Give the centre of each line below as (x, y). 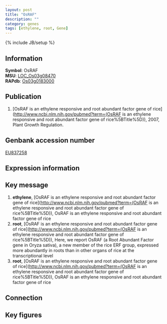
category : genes (22, 24)
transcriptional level (33, 255)
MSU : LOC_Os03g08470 (30, 75)
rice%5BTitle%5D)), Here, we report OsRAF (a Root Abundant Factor (83, 239)
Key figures (23, 315)
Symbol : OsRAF (22, 70)
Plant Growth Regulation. (38, 124)
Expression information (42, 168)
